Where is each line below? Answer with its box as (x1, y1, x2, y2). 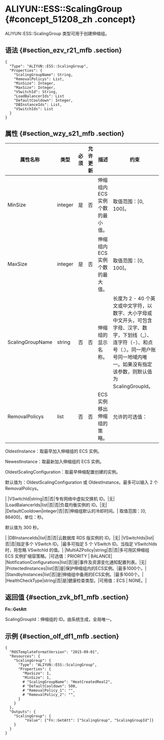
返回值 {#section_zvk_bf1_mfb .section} (5, 593, 129, 601)
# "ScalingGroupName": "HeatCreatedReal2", (22, 679, 112, 684)
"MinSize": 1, (22, 675, 51, 680)
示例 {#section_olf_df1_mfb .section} (5, 632, 120, 640)
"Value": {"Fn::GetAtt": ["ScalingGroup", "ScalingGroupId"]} (24, 718, 154, 723)
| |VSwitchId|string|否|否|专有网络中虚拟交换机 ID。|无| (5, 495, 115, 501)
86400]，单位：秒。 (5, 514, 46, 520)
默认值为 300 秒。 (5, 524, 41, 530)
